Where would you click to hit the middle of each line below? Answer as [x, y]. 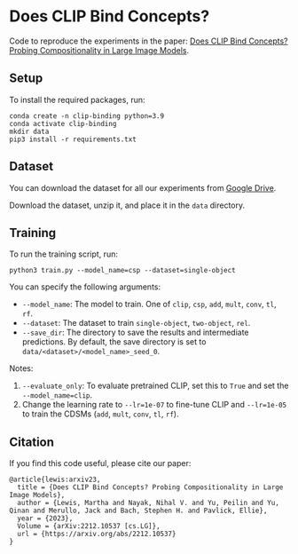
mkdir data [29, 131]
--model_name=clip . [57, 395]
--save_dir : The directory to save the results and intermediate [136, 332]
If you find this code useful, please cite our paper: [100, 463]
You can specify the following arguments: [85, 287]
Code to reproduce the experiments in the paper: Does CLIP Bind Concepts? [149, 41]
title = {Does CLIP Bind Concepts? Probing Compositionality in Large [150, 487]
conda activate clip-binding [63, 123]
